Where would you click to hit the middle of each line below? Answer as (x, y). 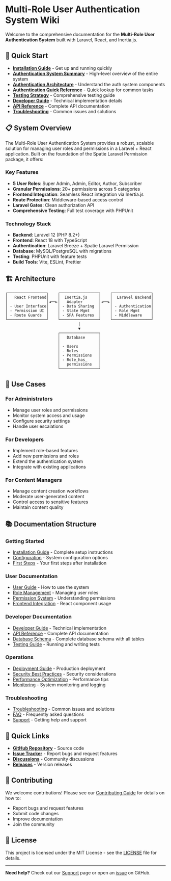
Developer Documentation (39, 617)
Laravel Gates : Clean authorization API (53, 205)
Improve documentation (38, 819)
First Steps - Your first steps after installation (60, 563)
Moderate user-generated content (48, 497)
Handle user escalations (38, 426)
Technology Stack (28, 224)
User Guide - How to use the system (51, 587)
